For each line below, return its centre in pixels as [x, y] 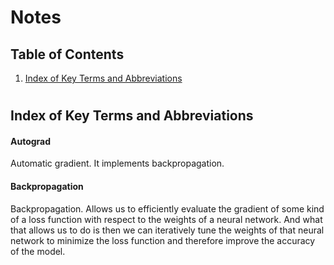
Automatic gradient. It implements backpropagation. [117, 163]
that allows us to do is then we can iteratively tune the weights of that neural [167, 230]
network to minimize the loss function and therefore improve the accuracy [163, 240]
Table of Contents [67, 54]
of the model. [38, 251]
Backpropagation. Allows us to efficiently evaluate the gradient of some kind [167, 208]
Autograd [31, 141]
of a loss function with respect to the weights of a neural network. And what [166, 219]
